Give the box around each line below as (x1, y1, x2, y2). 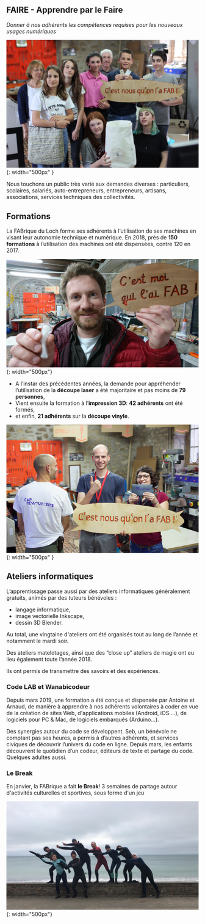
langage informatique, (15, 606, 71, 613)
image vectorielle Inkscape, (15, 612, 85, 619)
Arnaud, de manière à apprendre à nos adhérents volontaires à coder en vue (6, 703, 199, 710)
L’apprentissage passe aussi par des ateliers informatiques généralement (6, 588, 190, 595)
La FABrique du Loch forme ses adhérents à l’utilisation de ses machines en (6, 227, 196, 235)
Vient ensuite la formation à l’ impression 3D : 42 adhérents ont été (15, 399, 183, 407)
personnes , (15, 393, 45, 400)
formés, (15, 406, 35, 413)
